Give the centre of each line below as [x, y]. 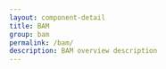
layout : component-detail [57, 17]
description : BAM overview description [83, 51]
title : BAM [29, 26]
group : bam [29, 34]
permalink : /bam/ [41, 43]
